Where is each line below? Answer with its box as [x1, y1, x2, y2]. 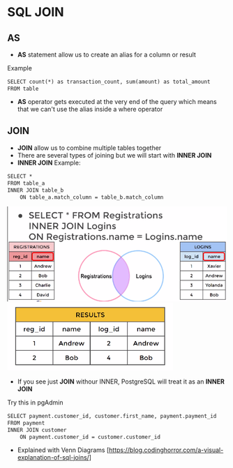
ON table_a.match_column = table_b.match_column [20, 193, 164, 201]
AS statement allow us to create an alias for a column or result [17, 50, 197, 59]
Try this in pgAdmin [7, 398, 64, 407]
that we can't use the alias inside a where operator [17, 105, 163, 113]
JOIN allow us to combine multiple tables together [17, 144, 162, 152]
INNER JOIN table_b [7, 186, 64, 194]
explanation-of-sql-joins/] [17, 453, 92, 461]
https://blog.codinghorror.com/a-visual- [109, 446, 224, 454]
